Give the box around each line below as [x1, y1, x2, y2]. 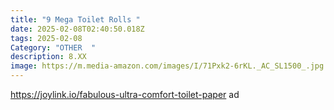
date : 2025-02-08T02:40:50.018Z [10, 24, 145, 34]
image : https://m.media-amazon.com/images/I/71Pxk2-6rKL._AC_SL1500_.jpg [10, 61, 325, 71]
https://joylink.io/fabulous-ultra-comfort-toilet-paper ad [10, 89, 240, 100]
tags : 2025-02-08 [10, 33, 83, 43]
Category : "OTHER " [10, 42, 97, 53]
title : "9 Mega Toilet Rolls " [10, 14, 141, 25]
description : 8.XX [10, 52, 87, 62]
